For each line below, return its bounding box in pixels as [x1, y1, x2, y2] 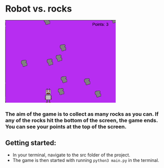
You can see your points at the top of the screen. [5, 123, 127, 130]
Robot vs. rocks [5, 3, 72, 15]
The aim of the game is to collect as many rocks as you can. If [5, 110, 159, 118]
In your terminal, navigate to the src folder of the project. [12, 152, 130, 158]
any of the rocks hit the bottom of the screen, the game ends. [5, 117, 158, 124]
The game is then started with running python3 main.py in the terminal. [12, 157, 159, 163]
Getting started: [5, 139, 57, 147]
